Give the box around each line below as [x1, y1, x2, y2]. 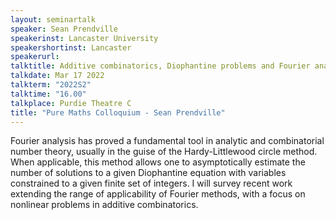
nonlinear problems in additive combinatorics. [10, 199, 199, 211]
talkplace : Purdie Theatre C [10, 98, 132, 108]
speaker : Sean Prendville [10, 24, 118, 34]
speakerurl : [10, 52, 60, 62]
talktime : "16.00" [10, 89, 87, 99]
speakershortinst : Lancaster [10, 42, 132, 53]
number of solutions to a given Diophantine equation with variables [10, 167, 287, 179]
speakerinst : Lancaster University [10, 33, 159, 43]
